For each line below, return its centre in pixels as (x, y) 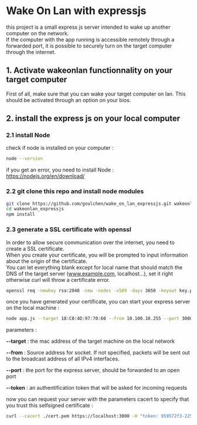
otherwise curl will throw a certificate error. (58, 279)
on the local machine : (33, 308)
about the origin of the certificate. (47, 261)
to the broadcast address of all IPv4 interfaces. (63, 359)
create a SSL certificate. (35, 248)
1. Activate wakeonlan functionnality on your (89, 71)
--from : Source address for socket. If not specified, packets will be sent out (98, 353)
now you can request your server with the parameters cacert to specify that (98, 399)
